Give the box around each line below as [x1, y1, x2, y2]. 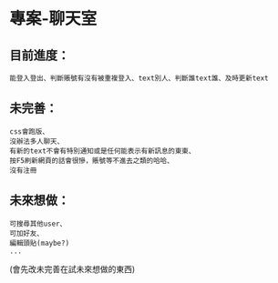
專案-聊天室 [9, 8, 98, 29]
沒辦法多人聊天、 [9, 136, 65, 146]
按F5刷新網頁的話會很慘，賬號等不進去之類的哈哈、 [9, 156, 174, 165]
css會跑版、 [9, 126, 50, 136]
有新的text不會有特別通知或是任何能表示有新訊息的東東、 [9, 147, 196, 156]
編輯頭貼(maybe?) [9, 238, 70, 248]
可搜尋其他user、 [9, 219, 67, 228]
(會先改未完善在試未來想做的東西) [9, 263, 136, 274]
